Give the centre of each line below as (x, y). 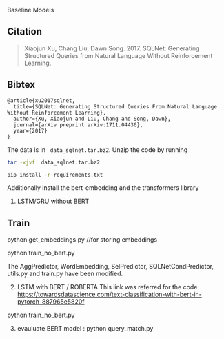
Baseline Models (31, 10)
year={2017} (31, 130)
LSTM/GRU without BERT (53, 201)
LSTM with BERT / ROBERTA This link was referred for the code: (108, 287)
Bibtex (21, 85)
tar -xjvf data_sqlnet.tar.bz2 (53, 162)
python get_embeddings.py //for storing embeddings (82, 240)
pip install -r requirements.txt (55, 175)
